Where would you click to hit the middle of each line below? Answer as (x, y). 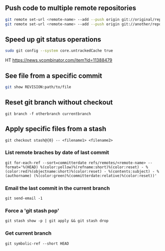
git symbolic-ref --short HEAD (37, 244)
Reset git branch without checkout (59, 102)
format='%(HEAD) (22, 167)
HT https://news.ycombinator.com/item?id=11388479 (59, 60)
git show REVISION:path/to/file (38, 87)
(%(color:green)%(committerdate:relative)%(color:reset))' (95, 176)
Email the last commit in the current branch (57, 188)
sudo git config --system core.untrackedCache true (59, 51)
